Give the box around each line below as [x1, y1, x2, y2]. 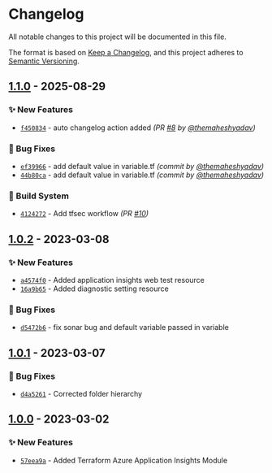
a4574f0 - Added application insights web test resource [19, 275, 205, 284]
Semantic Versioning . [8, 56, 80, 66]
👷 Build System [8, 190, 69, 202]
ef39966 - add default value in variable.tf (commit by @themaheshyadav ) [19, 161, 265, 171]
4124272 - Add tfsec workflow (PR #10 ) [19, 209, 149, 219]
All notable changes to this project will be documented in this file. [8, 32, 227, 41]
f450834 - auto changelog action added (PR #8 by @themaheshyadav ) [19, 123, 256, 132]
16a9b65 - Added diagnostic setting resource [19, 284, 169, 293]
